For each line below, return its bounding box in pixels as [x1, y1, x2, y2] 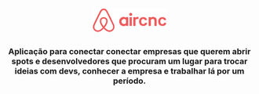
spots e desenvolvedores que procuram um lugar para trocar [11, 56, 248, 67]
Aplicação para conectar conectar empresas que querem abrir [8, 46, 251, 57]
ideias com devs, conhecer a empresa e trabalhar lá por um [14, 66, 245, 77]
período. [112, 75, 147, 86]
